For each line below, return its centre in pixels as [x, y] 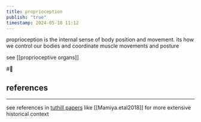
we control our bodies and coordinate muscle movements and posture [93, 46]
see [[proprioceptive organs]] [42, 58]
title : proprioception [34, 12]
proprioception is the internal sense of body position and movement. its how [100, 40]
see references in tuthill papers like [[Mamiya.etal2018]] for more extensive [99, 108]
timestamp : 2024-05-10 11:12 [42, 23]
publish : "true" [26, 17]
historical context [28, 114]
